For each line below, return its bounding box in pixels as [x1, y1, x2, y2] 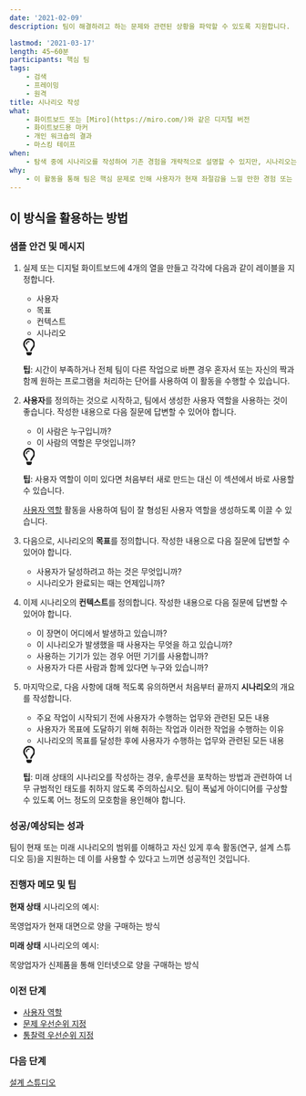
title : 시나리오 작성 [9, 98, 80, 107]
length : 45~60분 [9, 47, 70, 56]
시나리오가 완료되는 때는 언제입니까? [36, 577, 166, 589]
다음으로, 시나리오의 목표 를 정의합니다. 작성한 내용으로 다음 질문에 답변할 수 [22, 535, 291, 546]
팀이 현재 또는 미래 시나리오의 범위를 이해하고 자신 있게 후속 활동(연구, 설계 [9, 842, 275, 853]
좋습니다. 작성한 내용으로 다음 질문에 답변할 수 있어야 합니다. [22, 406, 237, 417]
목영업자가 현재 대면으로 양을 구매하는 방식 [9, 920, 161, 932]
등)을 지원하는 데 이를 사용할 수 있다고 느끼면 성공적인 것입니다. [25, 853, 250, 864]
